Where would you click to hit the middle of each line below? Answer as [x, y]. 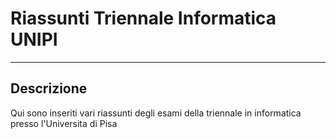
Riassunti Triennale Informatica [143, 18]
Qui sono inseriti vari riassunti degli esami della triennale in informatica [156, 113]
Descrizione [49, 88]
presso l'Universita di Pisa [64, 123]
